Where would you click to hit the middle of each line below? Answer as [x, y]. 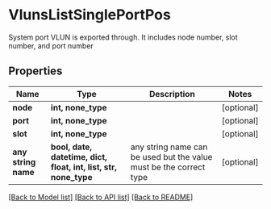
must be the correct [168, 167]
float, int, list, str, [84, 167]
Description [172, 94]
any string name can [169, 147]
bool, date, [72, 147]
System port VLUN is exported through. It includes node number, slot [123, 37]
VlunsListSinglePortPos [90, 15]
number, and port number [51, 45]
